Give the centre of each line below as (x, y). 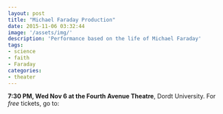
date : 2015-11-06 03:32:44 (46, 26)
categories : (25, 70)
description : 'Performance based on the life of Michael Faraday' (105, 39)
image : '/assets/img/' (40, 32)
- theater (22, 77)
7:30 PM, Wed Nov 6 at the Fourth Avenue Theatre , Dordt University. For (112, 96)
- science (22, 52)
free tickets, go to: (34, 104)
